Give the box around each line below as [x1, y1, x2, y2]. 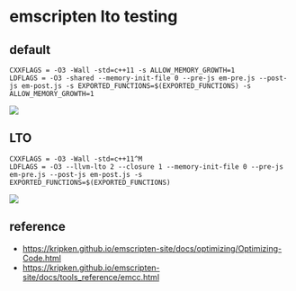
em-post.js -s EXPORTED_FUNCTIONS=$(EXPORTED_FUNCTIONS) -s [21, 82, 252, 91]
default [9, 42, 51, 57]
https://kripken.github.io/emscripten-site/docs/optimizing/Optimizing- [22, 242, 283, 253]
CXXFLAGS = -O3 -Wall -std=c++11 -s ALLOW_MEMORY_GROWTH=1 [9, 66, 236, 75]
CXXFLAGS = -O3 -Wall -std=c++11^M [9, 154, 143, 163]
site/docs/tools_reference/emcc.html [22, 271, 160, 282]
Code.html [22, 252, 61, 263]
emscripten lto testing [9, 6, 178, 27]
